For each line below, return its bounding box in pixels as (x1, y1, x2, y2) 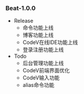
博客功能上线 (22, 32, 54, 39)
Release (13, 18, 33, 25)
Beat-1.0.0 (5, 4, 36, 12)
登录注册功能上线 (22, 46, 64, 53)
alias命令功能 (22, 82, 55, 89)
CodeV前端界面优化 (22, 67, 70, 74)
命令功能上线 (22, 25, 54, 32)
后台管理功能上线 (22, 60, 64, 67)
